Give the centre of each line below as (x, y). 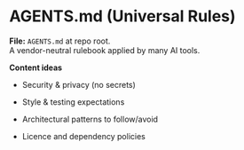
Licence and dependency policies (84, 136)
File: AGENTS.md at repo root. (60, 41)
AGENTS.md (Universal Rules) (123, 16)
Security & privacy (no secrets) (79, 84)
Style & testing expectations (73, 102)
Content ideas (36, 67)
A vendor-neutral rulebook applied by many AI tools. (105, 50)
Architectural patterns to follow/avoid (90, 119)
